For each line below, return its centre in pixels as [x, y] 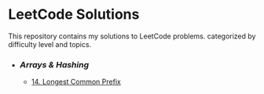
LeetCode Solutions [74, 14]
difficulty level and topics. [50, 44]
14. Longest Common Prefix [76, 82]
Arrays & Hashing [54, 64]
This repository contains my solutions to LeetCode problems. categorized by [132, 36]
